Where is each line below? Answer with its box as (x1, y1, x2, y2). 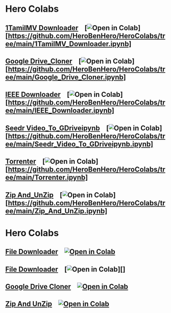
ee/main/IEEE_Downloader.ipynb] (5, 106, 115, 115)
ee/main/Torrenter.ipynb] (5, 173, 88, 182)
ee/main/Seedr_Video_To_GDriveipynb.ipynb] (5, 139, 154, 149)
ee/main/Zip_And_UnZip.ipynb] (5, 206, 108, 215)
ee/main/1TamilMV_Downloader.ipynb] (5, 39, 132, 48)
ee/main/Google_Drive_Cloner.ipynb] (5, 73, 126, 81)
